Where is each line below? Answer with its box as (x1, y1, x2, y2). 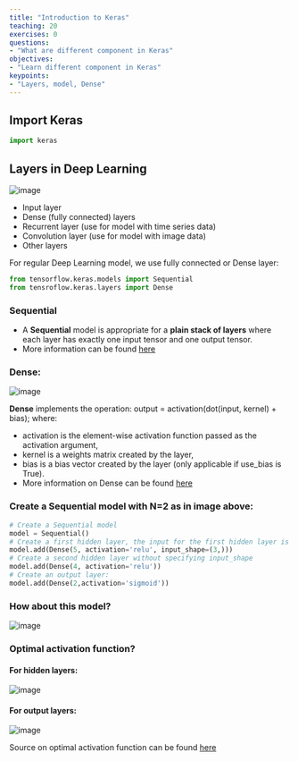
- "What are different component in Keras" (9, 47, 174, 55)
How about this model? (9, 600, 112, 613)
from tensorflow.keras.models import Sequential (9, 275, 194, 284)
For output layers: (9, 705, 78, 715)
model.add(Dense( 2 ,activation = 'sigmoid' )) (9, 579, 170, 588)
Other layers (21, 241, 69, 251)
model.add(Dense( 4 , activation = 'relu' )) (9, 562, 162, 571)
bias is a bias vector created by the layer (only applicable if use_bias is (21, 459, 282, 469)
